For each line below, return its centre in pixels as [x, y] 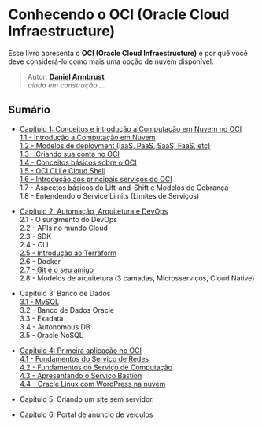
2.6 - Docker [40, 261]
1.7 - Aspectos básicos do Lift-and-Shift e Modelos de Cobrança [124, 188]
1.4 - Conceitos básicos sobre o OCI [78, 162]
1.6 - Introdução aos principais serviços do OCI [96, 179]
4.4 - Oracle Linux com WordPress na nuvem [92, 384]
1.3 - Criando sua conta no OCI [70, 154]
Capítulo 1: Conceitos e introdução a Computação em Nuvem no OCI [131, 128]
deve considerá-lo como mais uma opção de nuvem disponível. [111, 61]
